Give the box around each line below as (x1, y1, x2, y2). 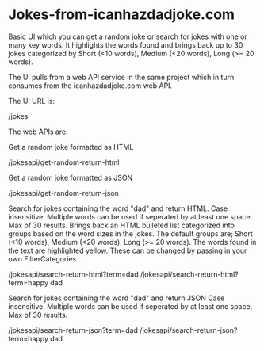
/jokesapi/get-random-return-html (8, 157, 120, 167)
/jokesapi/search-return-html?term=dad (8, 269, 139, 279)
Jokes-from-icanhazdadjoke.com (8, 6, 235, 24)
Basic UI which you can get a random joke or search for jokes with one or (8, 32, 247, 41)
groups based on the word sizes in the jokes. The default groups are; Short (8, 228, 254, 238)
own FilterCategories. (8, 254, 78, 263)
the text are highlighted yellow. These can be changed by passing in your (8, 246, 247, 255)
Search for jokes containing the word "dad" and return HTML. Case (8, 204, 228, 213)
